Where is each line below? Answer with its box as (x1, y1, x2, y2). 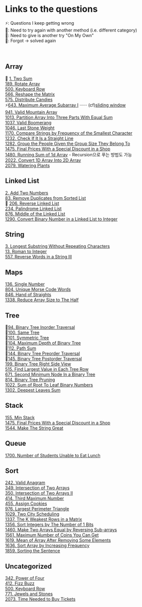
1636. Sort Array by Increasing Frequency (5, 542, 90, 548)
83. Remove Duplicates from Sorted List (5, 195, 86, 201)
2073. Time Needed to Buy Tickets (5, 596, 75, 602)
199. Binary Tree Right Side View (5, 361, 71, 367)
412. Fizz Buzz (5, 580, 35, 586)
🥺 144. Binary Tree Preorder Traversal (5, 351, 80, 356)
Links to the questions (5, 3, 98, 15)
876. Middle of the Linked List (5, 211, 66, 216)
